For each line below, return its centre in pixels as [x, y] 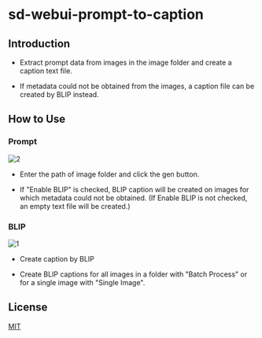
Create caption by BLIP [57, 258]
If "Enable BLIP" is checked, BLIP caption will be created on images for [134, 189]
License [28, 308]
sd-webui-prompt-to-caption [106, 15]
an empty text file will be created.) [75, 206]
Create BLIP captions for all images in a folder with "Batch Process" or [133, 274]
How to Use [37, 119]
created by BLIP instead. [59, 95]
